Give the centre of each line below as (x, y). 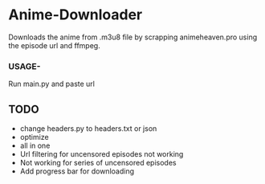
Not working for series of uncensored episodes (98, 163)
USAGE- (24, 66)
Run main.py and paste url (51, 84)
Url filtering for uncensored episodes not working (102, 154)
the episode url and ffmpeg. (54, 45)
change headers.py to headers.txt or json (88, 129)
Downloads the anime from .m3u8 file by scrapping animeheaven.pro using (133, 37)
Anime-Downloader (75, 15)
